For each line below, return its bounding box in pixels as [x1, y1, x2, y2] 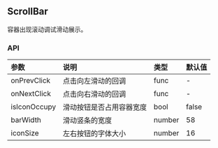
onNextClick [10, 89, 51, 99]
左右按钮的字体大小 [62, 129, 126, 139]
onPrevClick [10, 76, 51, 86]
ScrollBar [7, 6, 49, 18]
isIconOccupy [10, 102, 57, 112]
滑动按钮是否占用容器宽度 [62, 102, 147, 112]
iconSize [10, 128, 40, 138]
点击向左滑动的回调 [62, 76, 126, 86]
